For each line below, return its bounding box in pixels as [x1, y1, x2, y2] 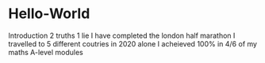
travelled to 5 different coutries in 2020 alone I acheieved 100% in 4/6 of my [8, 39, 258, 48]
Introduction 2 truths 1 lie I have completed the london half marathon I [8, 31, 236, 40]
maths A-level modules [8, 47, 83, 57]
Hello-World [8, 5, 90, 23]
